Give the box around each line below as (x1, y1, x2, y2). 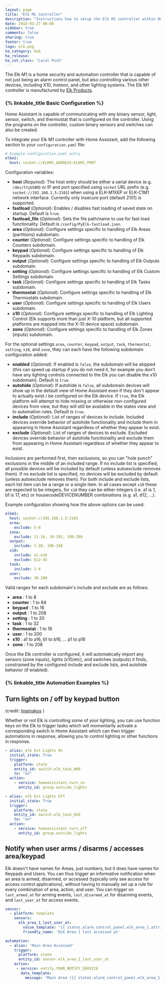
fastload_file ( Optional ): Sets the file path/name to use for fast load (12, 216, 150, 222)
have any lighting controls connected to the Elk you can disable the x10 (12, 372, 157, 378)
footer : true (5, 40, 32, 45)
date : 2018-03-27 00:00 (5, 21, 54, 26)
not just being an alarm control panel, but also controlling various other (5, 77, 150, 83)
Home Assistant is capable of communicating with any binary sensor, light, (5, 111, 157, 117)
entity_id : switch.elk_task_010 (14, 812, 81, 818)
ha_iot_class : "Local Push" (5, 58, 63, 63)
